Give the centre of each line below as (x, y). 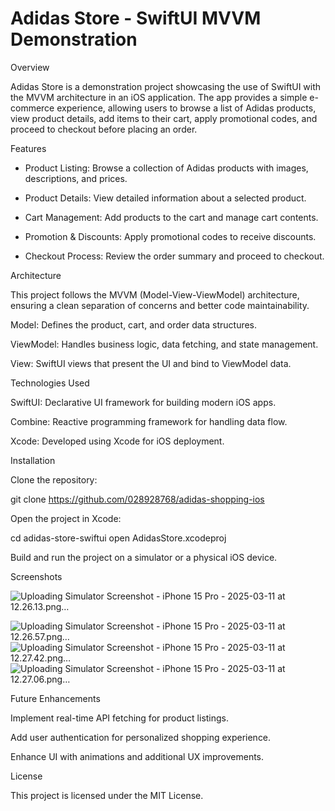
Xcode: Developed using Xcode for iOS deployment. (117, 441)
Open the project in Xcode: (66, 518)
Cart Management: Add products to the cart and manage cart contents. (171, 217)
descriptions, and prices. (76, 178)
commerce (32, 108)
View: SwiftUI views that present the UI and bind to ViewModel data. (151, 363)
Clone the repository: (54, 479)
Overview (30, 67)
